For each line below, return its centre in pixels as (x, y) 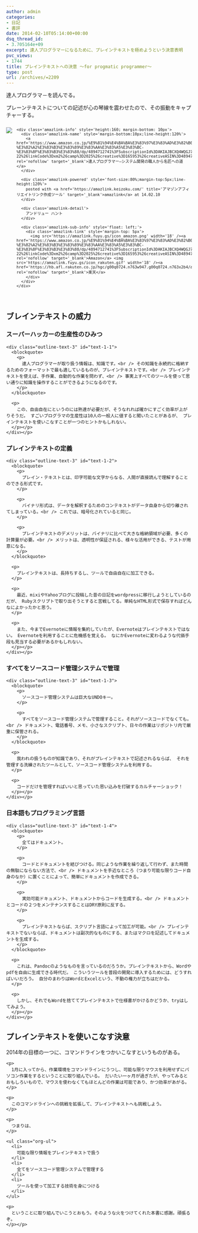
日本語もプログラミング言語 (45, 813)
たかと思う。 (41, 608)
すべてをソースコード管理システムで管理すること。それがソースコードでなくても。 (106, 719)
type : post (19, 72)
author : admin (24, 12)
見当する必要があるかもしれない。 (50, 642)
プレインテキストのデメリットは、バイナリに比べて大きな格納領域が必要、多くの (105, 534)
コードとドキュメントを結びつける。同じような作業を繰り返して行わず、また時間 (105, 864)
